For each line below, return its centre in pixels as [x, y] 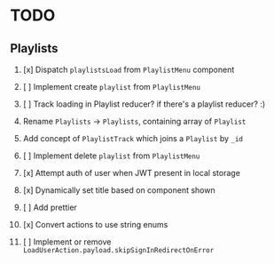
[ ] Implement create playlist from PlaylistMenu [111, 87]
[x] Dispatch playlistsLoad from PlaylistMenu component [129, 69]
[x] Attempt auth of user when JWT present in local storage [131, 173]
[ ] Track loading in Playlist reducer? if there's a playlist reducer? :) [144, 104]
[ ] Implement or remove [67, 242]
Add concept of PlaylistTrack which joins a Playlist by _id [133, 138]
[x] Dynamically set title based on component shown [119, 190]
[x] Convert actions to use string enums [95, 224]
